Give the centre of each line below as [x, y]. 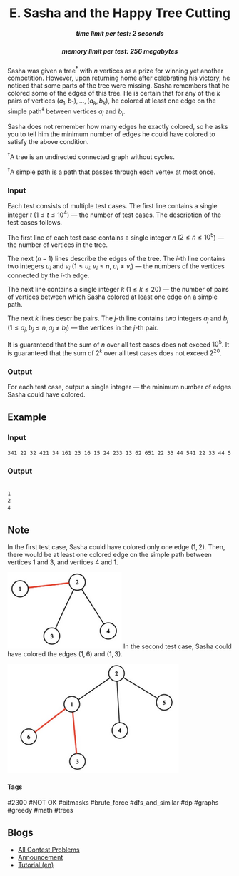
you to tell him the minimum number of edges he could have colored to [111, 134]
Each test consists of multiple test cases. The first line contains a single [112, 206]
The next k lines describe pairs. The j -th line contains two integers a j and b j [118, 319]
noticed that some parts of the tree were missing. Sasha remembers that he [118, 86]
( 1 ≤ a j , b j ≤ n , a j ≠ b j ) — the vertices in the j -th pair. [83, 328]
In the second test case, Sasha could [177, 646]
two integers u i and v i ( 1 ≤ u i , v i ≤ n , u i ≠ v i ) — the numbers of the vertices [116, 267]
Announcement [40, 857]
